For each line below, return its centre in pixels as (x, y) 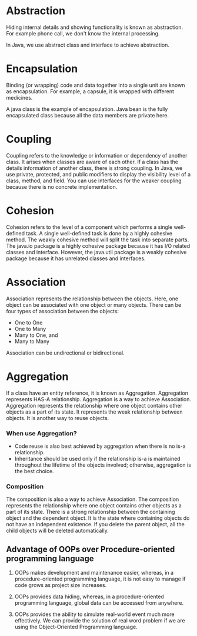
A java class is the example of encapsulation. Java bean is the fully (87, 109)
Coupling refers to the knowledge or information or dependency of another (97, 155)
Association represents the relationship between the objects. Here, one (92, 299)
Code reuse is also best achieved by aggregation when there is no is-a (100, 446)
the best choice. (34, 471)
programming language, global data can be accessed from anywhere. (99, 603)
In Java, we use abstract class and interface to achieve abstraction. (88, 45)
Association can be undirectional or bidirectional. (65, 353)
